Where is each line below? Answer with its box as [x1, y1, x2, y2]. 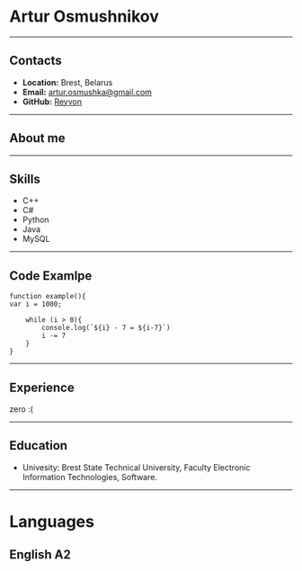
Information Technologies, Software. [22, 471, 157, 482]
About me [9, 130, 66, 146]
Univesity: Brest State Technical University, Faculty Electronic [22, 461, 251, 473]
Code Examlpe [9, 268, 93, 283]
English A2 [9, 547, 72, 563]
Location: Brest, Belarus [22, 76, 113, 87]
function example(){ [9, 292, 87, 301]
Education [9, 438, 68, 453]
